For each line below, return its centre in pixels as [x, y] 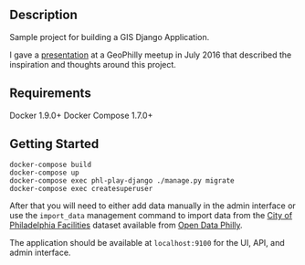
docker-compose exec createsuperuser [81, 189]
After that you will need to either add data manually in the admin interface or [153, 206]
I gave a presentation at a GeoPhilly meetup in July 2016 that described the [151, 55]
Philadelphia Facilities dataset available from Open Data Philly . [126, 225]
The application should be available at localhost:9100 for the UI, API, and [147, 243]
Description [43, 15]
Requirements [50, 94]
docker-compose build [51, 165]
